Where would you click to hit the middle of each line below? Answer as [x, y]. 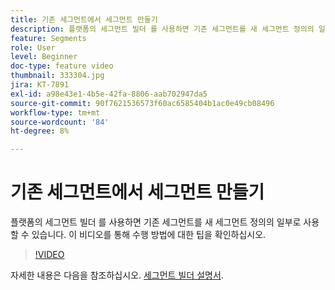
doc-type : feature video [62, 66]
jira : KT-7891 [40, 85]
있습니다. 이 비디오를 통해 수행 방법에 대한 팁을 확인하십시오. [149, 235]
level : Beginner [44, 57]
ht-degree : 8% [40, 131]
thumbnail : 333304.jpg [57, 76]
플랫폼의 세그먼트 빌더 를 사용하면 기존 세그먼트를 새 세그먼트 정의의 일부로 [156, 222]
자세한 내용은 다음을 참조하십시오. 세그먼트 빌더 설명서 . [117, 275]
